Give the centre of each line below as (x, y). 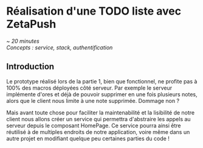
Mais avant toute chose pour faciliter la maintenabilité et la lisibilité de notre (101, 112)
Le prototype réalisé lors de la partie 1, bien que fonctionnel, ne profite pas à (102, 81)
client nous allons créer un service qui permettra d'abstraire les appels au (98, 119)
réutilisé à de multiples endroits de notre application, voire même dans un (98, 132)
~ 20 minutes (23, 41)
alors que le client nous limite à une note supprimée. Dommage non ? (93, 100)
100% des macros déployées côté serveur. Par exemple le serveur (89, 88)
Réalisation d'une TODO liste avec (94, 11)
